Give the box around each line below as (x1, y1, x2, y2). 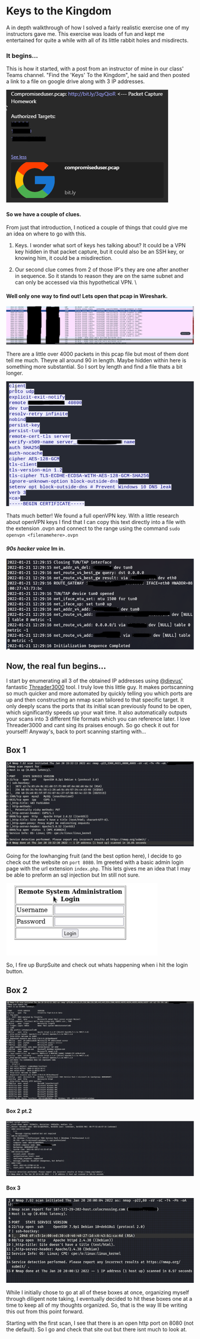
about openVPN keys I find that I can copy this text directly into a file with (6, 519, 186, 526)
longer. (6, 369, 24, 377)
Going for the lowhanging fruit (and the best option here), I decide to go (6, 853, 182, 860)
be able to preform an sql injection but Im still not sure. (6, 871, 140, 879)
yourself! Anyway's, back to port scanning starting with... (6, 728, 146, 735)
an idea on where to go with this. (6, 230, 86, 237)
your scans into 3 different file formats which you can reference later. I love (6, 715, 190, 722)
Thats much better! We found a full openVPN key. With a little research (6, 512, 179, 519)
